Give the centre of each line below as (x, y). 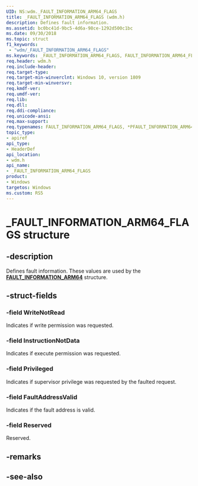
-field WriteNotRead (36, 312)
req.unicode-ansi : (29, 116)
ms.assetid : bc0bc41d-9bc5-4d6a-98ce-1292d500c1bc (70, 28)
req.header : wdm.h (29, 61)
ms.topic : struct (27, 39)
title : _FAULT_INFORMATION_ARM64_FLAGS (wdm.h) (66, 17)
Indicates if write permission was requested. (60, 325)
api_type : (18, 143)
